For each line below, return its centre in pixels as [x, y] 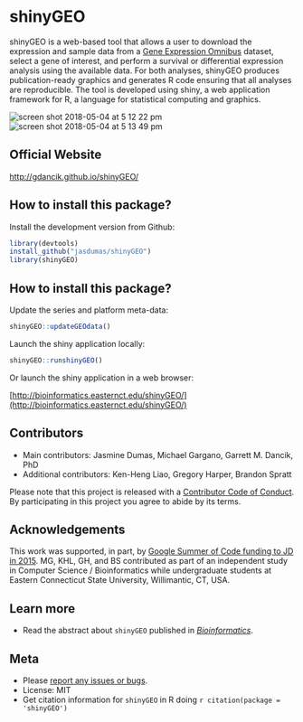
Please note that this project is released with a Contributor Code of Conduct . [152, 492]
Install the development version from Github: [92, 227]
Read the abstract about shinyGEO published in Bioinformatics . [137, 631]
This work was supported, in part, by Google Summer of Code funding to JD [151, 551]
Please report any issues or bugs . [85, 680]
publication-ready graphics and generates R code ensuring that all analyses [151, 80]
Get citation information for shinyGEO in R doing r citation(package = [151, 699]
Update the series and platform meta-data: [89, 310]
